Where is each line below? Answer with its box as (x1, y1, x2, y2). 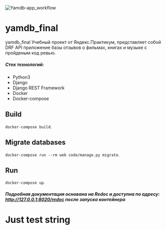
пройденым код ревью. (5, 49, 56, 55)
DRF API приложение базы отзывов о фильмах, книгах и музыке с (5, 44, 147, 50)
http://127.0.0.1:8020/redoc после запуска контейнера (5, 196, 126, 202)
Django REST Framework (12, 85, 65, 91)
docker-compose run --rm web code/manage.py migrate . (5, 151, 120, 157)
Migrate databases (5, 138, 66, 147)
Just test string (5, 214, 71, 225)
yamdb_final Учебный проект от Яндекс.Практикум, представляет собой (5, 39, 161, 45)
